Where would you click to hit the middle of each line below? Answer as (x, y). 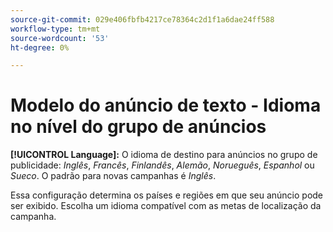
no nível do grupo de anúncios (138, 127)
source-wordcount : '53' (60, 38)
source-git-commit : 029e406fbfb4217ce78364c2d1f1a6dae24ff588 (142, 19)
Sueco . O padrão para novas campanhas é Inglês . (113, 176)
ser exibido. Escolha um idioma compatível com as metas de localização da (166, 206)
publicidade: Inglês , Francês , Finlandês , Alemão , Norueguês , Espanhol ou (162, 165)
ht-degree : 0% (40, 47)
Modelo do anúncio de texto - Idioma (166, 105)
